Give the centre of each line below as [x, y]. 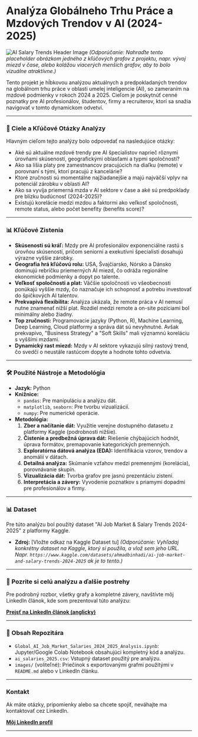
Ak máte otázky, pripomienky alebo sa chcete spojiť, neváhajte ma [87, 705]
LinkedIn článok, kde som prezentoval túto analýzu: [68, 601]
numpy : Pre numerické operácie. [61, 413]
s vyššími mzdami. [37, 339]
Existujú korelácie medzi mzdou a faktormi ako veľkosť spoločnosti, [96, 203]
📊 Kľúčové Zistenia [35, 230]
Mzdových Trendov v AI [65, 23]
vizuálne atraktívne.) [31, 71]
